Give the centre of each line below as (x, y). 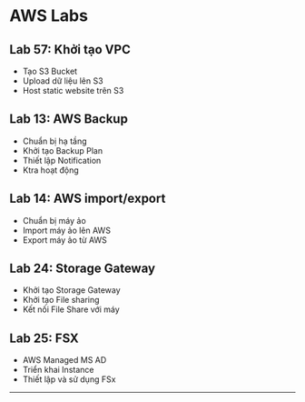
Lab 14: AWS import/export (88, 199)
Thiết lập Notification (62, 160)
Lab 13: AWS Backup (69, 119)
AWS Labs (49, 16)
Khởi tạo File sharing (61, 300)
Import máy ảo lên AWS (67, 230)
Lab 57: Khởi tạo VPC (70, 50)
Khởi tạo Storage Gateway (71, 290)
